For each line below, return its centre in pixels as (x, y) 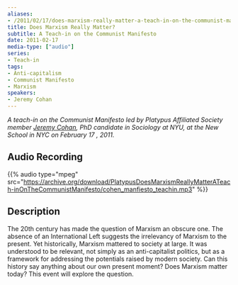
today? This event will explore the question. (71, 274)
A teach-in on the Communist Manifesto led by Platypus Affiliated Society (115, 120)
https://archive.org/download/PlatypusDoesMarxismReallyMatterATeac (127, 181)
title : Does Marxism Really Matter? (61, 27)
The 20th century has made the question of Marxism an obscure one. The (115, 228)
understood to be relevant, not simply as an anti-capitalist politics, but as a (116, 251)
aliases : (20, 14)
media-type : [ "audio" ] (41, 47)
